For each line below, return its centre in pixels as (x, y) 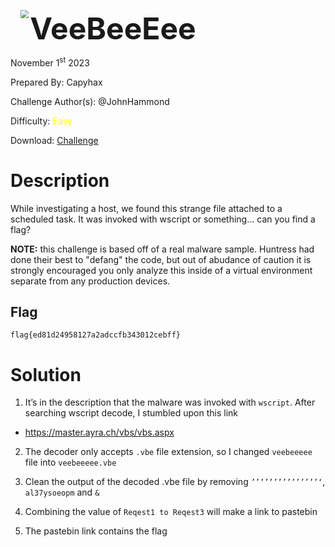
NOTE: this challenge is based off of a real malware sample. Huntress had (162, 249)
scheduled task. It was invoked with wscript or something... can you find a (163, 219)
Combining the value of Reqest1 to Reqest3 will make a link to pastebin (171, 512)
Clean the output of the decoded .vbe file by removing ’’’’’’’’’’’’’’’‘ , (175, 482)
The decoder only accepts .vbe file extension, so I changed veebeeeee (168, 452)
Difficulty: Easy (41, 121)
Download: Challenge (54, 140)
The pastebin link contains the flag (96, 531)
